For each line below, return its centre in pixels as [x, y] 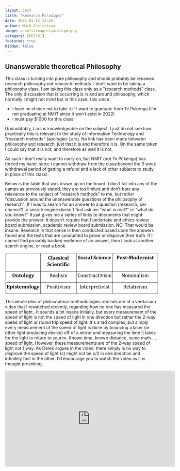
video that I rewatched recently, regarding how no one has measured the [78, 307]
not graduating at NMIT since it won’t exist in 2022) [63, 114]
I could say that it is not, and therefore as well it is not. [59, 149]
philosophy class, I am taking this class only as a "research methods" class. [81, 89]
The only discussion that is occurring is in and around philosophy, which [77, 94]
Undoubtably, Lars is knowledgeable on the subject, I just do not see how [78, 128]
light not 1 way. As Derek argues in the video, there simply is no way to [75, 348]
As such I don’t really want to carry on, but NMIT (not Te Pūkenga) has [75, 158]
